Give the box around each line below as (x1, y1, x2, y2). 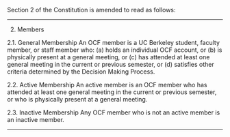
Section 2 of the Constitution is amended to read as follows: (7, 6, 176, 14)
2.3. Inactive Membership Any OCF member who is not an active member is (7, 108, 220, 117)
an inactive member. (7, 116, 65, 123)
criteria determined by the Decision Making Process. (7, 67, 155, 76)
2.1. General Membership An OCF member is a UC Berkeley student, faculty (7, 39, 220, 46)
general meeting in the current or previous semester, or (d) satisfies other (7, 61, 214, 68)
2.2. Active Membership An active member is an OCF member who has (7, 81, 207, 89)
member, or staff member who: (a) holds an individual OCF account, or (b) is (7, 46, 222, 54)
